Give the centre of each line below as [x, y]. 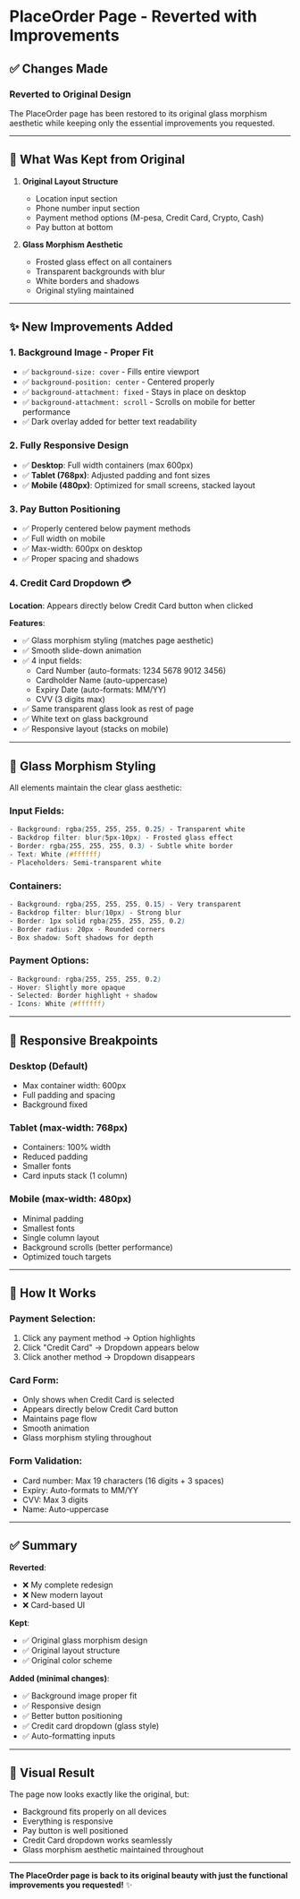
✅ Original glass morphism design [85, 1640]
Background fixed [54, 1104]
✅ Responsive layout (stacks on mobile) [96, 729]
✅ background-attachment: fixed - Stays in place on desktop [134, 392]
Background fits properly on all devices [94, 1812]
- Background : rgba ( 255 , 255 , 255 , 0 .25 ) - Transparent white [127, 829]
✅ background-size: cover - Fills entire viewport [111, 372]
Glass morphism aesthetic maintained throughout [112, 1850]
